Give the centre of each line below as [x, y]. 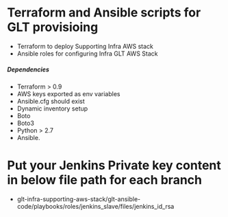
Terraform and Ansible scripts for [104, 13]
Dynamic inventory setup [52, 108]
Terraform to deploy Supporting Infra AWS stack [85, 46]
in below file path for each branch [104, 180]
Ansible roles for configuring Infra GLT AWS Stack [87, 54]
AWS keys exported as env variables [68, 93]
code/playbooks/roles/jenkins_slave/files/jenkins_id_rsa [96, 206]
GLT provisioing [53, 27]
